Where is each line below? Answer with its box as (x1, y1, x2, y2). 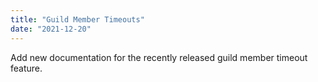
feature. (10, 62, 43, 74)
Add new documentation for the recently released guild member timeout (10, 51, 308, 63)
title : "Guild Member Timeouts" (10, 14, 145, 25)
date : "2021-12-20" (10, 24, 92, 34)
